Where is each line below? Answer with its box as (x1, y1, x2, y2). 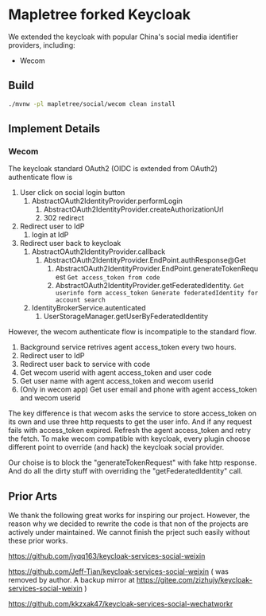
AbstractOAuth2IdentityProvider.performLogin (31, 197, 183, 206)
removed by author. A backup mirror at (8, 575, 135, 585)
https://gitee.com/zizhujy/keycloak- (136, 575, 253, 585)
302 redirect (43, 213, 85, 223)
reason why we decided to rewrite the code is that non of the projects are (8, 519, 249, 528)
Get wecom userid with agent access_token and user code (19, 368, 212, 377)
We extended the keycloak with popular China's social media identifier (8, 32, 238, 41)
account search (55, 296, 106, 304)
